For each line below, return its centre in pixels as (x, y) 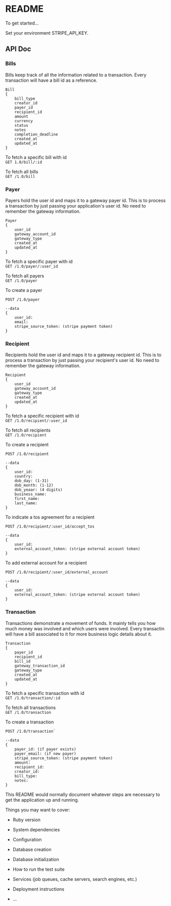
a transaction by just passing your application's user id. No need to (76, 206)
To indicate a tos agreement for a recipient (50, 517)
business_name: (31, 494)
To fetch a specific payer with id (39, 261)
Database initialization (36, 859)
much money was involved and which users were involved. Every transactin (85, 628)
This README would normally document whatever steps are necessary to (83, 794)
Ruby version (27, 820)
